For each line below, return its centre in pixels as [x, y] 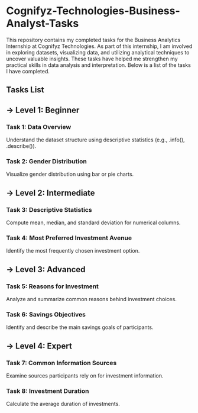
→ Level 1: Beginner [43, 110]
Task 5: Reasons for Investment [53, 286]
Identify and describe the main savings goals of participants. [80, 327]
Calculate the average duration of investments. [63, 404]
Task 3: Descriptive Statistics [49, 209]
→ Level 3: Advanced [46, 270]
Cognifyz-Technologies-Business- [93, 11]
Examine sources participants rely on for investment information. [85, 375]
